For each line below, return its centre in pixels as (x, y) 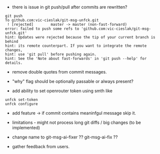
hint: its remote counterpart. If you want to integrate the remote (76, 46)
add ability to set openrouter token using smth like (62, 91)
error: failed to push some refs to (42, 29)
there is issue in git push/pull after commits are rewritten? (70, 7)
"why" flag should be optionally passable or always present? (73, 81)
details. (14, 63)
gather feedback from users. (41, 146)
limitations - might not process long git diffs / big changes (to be (76, 122)
